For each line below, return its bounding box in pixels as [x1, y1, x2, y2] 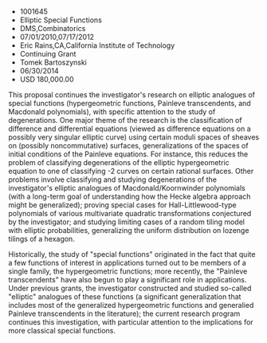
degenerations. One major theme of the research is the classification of [8, 116, 242, 124]
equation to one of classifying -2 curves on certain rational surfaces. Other [8, 167, 254, 175]
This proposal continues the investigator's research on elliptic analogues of [8, 90, 255, 99]
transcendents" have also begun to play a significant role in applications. [8, 275, 247, 284]
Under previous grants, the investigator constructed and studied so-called [8, 283, 252, 293]
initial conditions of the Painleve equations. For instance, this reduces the [8, 149, 249, 159]
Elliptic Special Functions [19, 15, 102, 25]
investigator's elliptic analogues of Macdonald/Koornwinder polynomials [8, 183, 245, 192]
